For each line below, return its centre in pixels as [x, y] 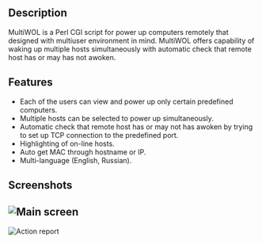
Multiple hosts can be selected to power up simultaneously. [116, 118]
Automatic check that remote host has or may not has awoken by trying [136, 127]
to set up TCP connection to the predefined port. [99, 135]
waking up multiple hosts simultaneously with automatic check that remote [130, 49]
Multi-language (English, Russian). [76, 160]
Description [38, 13]
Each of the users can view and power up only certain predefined [126, 101]
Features [30, 82]
